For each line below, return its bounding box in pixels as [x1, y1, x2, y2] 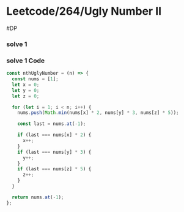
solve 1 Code [6, 56, 45, 65]
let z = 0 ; [12, 93, 40, 99]
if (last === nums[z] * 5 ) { [17, 166, 92, 172]
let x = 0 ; [12, 81, 40, 88]
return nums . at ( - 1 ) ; [12, 194, 64, 200]
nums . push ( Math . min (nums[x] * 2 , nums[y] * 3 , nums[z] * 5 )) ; [17, 110, 179, 116]
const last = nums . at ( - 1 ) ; [17, 121, 86, 127]
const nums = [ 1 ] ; [12, 76, 59, 82]
